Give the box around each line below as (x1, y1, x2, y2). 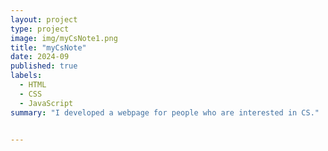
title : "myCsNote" (10, 42, 87, 53)
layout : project (10, 14, 78, 25)
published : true (10, 61, 78, 71)
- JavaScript (19, 98, 74, 108)
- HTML (19, 80, 47, 90)
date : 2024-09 (10, 52, 70, 62)
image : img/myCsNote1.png (10, 33, 118, 43)
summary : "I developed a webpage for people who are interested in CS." (10, 107, 320, 118)
